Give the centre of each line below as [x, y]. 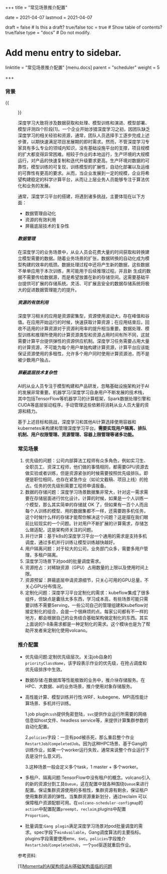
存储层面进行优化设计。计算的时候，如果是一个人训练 [89, 498]
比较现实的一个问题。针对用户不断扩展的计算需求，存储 [87, 524]
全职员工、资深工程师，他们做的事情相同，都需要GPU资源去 [87, 467]
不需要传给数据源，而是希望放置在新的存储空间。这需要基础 [83, 277]
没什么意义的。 [49, 756]
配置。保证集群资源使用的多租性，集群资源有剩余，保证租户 [87, 790]
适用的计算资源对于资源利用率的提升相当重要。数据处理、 [86, 329]
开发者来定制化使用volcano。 [60, 630]
